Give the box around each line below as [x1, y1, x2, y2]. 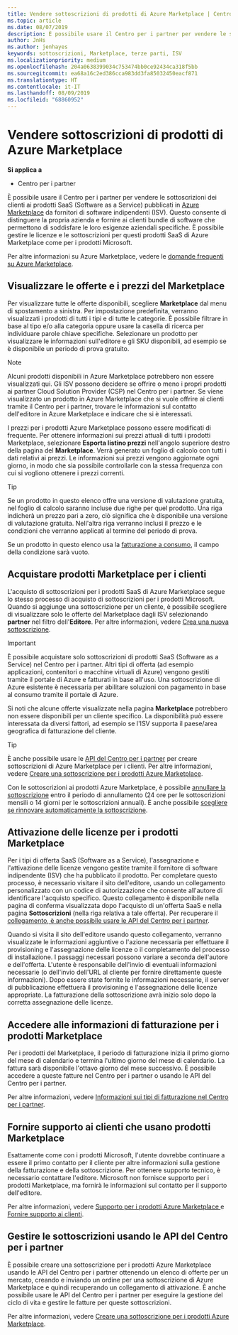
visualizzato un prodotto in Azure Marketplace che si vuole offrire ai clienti [7, 394, 225, 403]
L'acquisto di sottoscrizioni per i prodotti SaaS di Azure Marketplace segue [7, 587, 225, 595]
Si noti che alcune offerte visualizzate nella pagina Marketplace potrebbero [7, 704, 228, 713]
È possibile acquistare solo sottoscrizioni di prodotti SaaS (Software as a [7, 652, 219, 661]
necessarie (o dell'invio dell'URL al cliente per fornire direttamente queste [7, 968, 222, 977]
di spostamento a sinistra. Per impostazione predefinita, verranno [7, 306, 198, 315]
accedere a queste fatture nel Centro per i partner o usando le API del [7, 1071, 211, 1080]
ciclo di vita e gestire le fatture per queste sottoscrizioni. [7, 1298, 172, 1307]
